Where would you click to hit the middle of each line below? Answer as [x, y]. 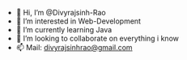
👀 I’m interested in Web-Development [79, 21]
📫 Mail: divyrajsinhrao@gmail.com [74, 47]
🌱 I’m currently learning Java [64, 30]
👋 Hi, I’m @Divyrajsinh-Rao [61, 13]
